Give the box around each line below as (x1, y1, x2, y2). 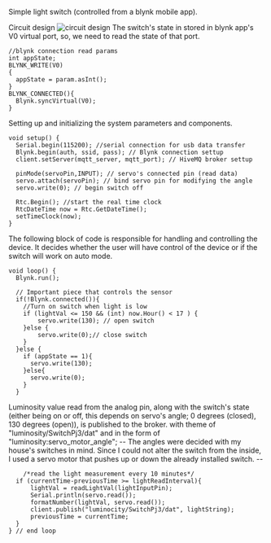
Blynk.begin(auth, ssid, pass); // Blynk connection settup (15, 148, 224, 156)
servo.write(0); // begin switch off (15, 184, 144, 192)
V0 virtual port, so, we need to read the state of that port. (8, 32, 200, 41)
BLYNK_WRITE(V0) (8, 61, 63, 69)
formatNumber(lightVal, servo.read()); (29, 498, 165, 506)
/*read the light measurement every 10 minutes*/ (23, 470, 195, 478)
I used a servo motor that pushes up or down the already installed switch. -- (8, 454, 264, 463)
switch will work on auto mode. (8, 252, 113, 261)
